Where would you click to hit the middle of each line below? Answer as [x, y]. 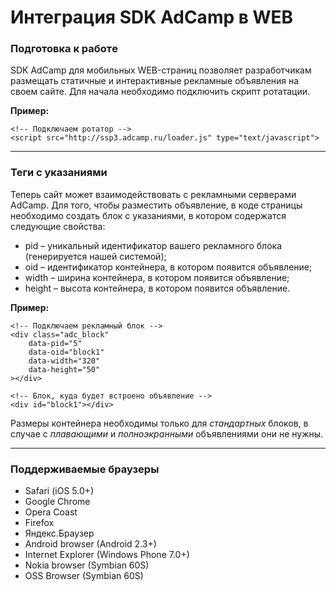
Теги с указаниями [59, 173]
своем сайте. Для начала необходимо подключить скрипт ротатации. [160, 92]
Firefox [39, 523]
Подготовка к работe [64, 49]
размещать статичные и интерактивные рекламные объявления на [155, 81]
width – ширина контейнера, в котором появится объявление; [157, 277]
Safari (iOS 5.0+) [59, 491]
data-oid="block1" [66, 352]
